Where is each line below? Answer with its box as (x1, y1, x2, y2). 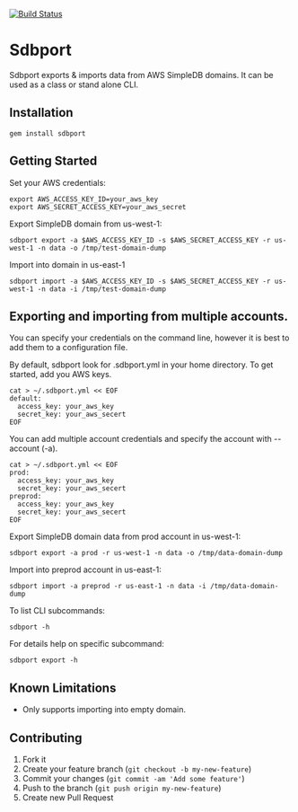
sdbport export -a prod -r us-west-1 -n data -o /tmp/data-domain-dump (9, 549, 283, 558)
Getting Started (9, 154, 98, 169)
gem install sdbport (9, 128, 87, 138)
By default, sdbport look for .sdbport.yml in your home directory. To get (9, 359, 274, 370)
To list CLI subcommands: (9, 605, 106, 616)
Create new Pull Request (22, 792, 114, 803)
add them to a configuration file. (9, 342, 128, 353)
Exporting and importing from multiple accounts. (9, 308, 289, 323)
